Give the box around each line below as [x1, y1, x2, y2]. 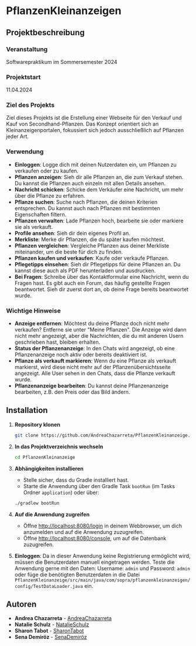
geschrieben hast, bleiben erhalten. [14, 339, 101, 346]
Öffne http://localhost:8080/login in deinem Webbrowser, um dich [23, 522, 183, 529]
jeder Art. [6, 133, 29, 140]
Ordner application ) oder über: [23, 489, 99, 496]
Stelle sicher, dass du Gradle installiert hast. [23, 476, 129, 483]
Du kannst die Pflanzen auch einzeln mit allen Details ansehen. [14, 180, 166, 187]
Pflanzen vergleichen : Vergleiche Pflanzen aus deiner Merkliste [14, 242, 170, 249]
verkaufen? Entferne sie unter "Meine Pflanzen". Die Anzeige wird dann [14, 326, 187, 333]
